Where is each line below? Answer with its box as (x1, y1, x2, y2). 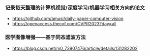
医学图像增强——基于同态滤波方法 (5, 34, 86, 41)
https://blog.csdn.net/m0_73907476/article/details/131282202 (12, 45, 138, 51)
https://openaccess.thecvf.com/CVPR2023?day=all (12, 21, 117, 27)
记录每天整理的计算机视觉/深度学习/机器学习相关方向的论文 (5, 4, 145, 11)
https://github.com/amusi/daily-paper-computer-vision (12, 16, 124, 21)
